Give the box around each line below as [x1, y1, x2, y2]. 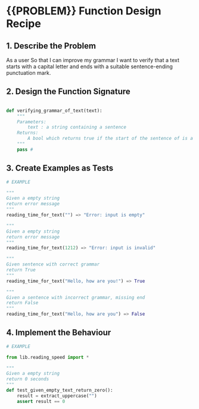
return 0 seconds [6, 376, 49, 382]
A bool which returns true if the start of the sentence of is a [27, 136, 194, 142]
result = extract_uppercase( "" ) [17, 393, 97, 399]
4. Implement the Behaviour [6, 328, 111, 338]
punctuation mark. [6, 69, 51, 76]
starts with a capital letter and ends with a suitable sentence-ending [6, 63, 173, 70]
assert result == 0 [17, 398, 66, 404]
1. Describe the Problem [6, 41, 97, 51]
